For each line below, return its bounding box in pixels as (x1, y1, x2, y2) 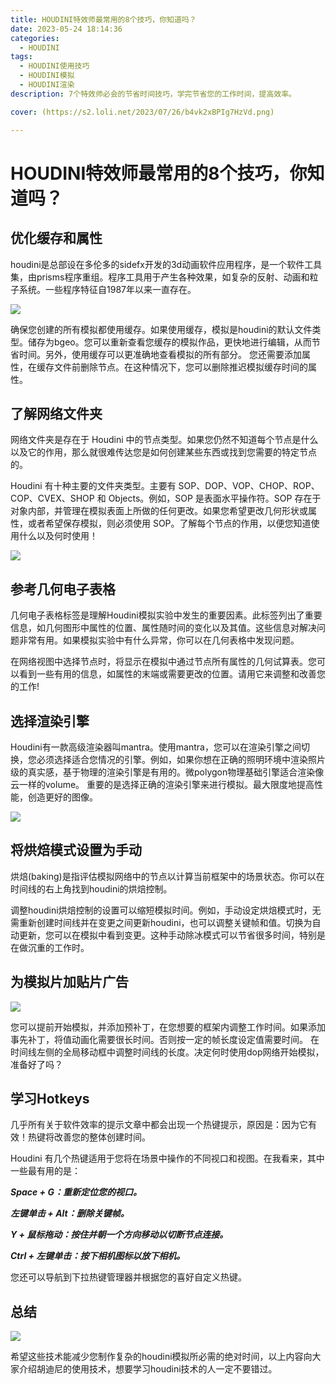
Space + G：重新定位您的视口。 (10, 1186, 142, 1198)
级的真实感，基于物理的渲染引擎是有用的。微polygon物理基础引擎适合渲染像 (10, 766, 325, 778)
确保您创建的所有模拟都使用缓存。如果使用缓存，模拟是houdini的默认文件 (10, 323, 313, 335)
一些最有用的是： (10, 1165, 81, 1177)
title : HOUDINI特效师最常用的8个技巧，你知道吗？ (10, 14, 197, 25)
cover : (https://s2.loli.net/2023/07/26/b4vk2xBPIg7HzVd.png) (10, 107, 275, 117)
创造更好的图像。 (27, 791, 98, 803)
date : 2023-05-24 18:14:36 (10, 24, 123, 34)
